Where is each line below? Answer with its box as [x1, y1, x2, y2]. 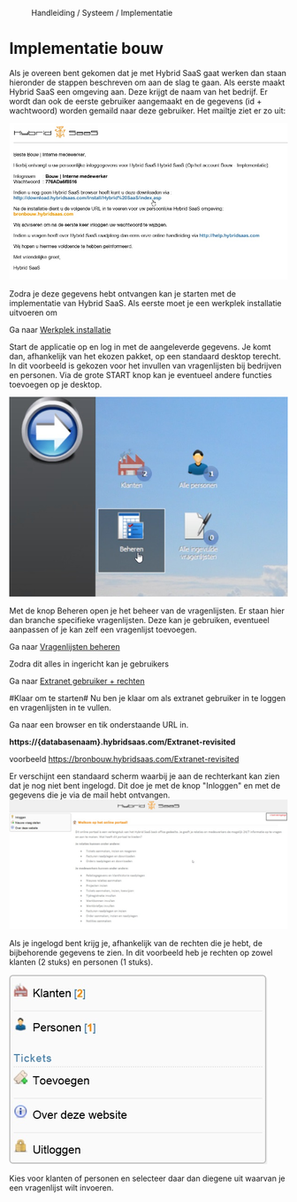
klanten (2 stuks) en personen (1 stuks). [9, 957, 153, 967]
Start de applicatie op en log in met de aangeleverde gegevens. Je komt [9, 341, 271, 352]
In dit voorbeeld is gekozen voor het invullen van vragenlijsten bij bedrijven [9, 360, 282, 371]
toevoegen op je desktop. [9, 379, 103, 389]
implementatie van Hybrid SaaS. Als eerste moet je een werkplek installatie [9, 297, 282, 308]
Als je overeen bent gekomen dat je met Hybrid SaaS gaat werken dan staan [9, 67, 287, 78]
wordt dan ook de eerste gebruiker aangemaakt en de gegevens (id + [9, 96, 263, 106]
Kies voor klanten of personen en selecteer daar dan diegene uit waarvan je [9, 1173, 286, 1184]
